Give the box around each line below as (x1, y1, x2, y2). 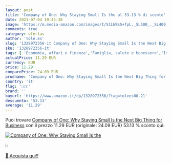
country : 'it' (5, 79, 36, 84)
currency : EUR (5, 60, 36, 65)
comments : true (5, 27, 38, 32)
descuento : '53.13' (5, 98, 47, 103)
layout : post (5, 7, 33, 13)
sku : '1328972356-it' (5, 46, 52, 51)
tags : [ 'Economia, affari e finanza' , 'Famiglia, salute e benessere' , (5, 50, 161, 55)
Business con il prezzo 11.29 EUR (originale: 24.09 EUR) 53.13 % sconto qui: (5, 122, 165, 129)
